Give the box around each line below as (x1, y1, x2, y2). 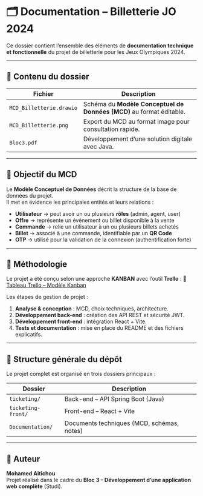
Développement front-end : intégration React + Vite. (14, 318, 147, 325)
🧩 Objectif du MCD (6, 169, 77, 179)
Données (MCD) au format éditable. (83, 107, 185, 116)
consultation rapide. (83, 125, 140, 133)
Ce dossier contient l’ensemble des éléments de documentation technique (6, 42, 194, 49)
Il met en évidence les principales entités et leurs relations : (6, 198, 154, 206)
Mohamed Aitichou (6, 470, 56, 477)
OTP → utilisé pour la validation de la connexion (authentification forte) (14, 236, 192, 243)
